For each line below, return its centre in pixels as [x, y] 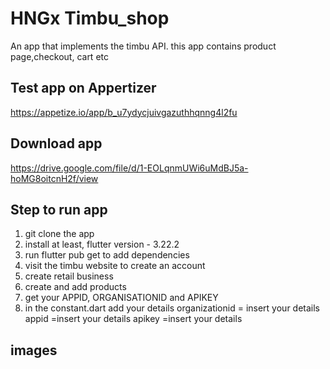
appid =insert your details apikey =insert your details [133, 319]
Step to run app [59, 209]
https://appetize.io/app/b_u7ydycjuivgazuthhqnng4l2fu [124, 112]
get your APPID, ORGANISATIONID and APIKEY [121, 298]
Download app [56, 143]
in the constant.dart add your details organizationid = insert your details [172, 308]
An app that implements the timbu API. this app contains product [143, 46]
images [34, 350]
